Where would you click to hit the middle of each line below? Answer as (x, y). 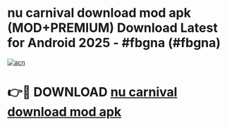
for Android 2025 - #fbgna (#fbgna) (114, 43)
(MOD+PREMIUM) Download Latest (113, 28)
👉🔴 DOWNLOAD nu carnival (92, 92)
